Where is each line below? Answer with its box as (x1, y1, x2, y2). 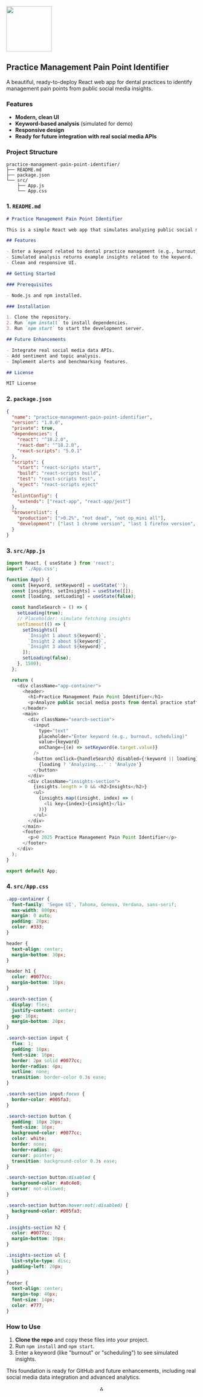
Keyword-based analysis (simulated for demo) (14, 120, 133, 128)
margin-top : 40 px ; (11, 1291, 59, 1297)
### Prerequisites (6, 281, 53, 288)
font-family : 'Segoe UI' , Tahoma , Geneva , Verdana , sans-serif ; (11, 901, 177, 907)
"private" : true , (11, 426, 56, 432)
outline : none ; (11, 1069, 50, 1075)
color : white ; (11, 1136, 47, 1142)
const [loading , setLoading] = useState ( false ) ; (11, 594, 137, 600)
